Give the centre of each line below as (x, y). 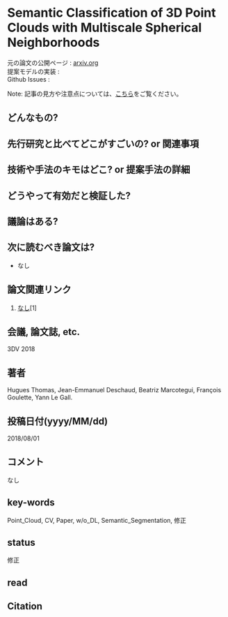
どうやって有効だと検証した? (69, 196)
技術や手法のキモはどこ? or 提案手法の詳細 (99, 170)
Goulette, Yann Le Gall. (40, 397)
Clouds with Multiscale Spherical (105, 28)
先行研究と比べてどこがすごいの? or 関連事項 (103, 143)
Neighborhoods (54, 43)
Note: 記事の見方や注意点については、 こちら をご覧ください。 (95, 94)
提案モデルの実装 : (33, 71)
